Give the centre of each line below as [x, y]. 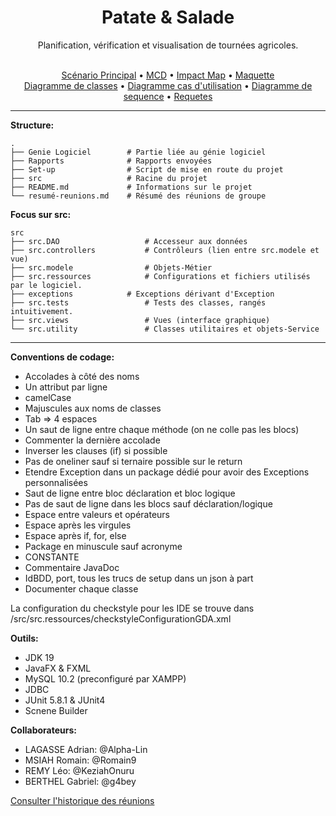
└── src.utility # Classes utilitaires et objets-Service [165, 329]
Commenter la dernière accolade [92, 440]
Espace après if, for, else [75, 535]
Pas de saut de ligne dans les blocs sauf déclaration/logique [148, 503]
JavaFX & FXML [58, 668]
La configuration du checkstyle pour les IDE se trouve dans [132, 608]
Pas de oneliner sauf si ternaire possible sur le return [133, 461]
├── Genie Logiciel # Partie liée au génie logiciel [138, 152]
